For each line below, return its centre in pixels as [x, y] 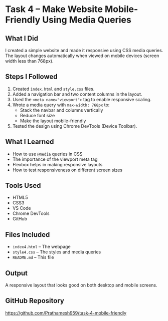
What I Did [22, 38]
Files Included [28, 235]
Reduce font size [37, 115]
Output [16, 273]
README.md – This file [33, 257]
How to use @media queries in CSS [47, 154]
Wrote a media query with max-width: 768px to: [61, 105]
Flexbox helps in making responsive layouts [57, 164]
